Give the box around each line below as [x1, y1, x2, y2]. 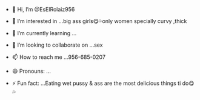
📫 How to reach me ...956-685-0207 [12, 53, 106, 61]
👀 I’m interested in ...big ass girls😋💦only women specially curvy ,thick [12, 18, 187, 24]
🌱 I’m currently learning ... [12, 30, 77, 36]
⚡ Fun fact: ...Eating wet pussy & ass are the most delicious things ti [12, 79, 181, 87]
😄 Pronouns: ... [12, 67, 52, 75]
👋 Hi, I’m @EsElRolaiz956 [12, 6, 75, 13]
